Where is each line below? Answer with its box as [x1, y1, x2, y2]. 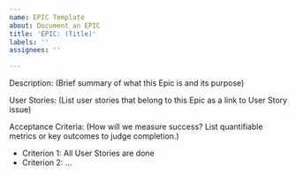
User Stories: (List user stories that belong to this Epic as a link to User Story [9, 95, 288, 106]
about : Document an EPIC [9, 21, 101, 30]
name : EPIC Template [9, 12, 86, 22]
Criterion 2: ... [21, 157, 72, 168]
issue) [9, 104, 32, 115]
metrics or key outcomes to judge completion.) [9, 131, 179, 141]
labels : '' [9, 37, 49, 47]
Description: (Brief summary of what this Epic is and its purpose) [9, 78, 245, 88]
